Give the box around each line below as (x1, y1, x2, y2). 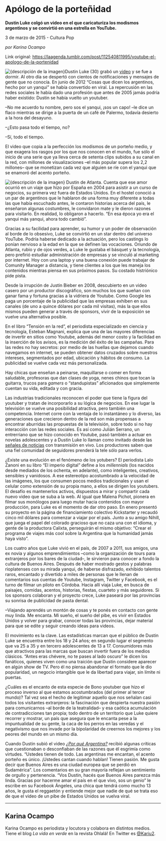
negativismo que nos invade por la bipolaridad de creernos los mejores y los (5, 726, 161, 731)
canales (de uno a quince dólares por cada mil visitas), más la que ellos (5, 303, 151, 309)
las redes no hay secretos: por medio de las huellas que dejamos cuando (5, 344, 154, 350)
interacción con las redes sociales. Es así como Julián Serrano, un (5, 426, 140, 432)
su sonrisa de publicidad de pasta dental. (5, 597, 89, 603)
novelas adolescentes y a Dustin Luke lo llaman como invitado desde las (5, 437, 152, 443)
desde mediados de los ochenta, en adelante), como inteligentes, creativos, (5, 467, 160, 473)
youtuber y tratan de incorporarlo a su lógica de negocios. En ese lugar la (5, 400, 155, 406)
